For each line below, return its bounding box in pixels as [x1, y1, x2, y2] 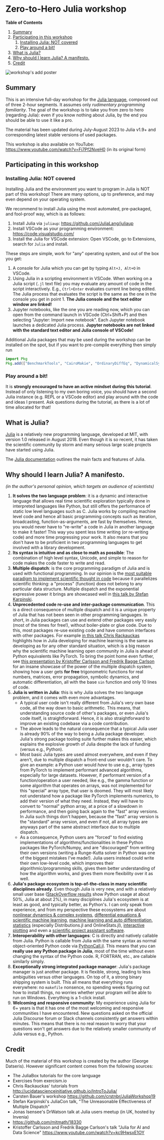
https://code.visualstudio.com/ [12, 231, 74, 237]
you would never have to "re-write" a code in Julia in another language [12, 524, 155, 530]
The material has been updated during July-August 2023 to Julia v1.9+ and [5, 127, 156, 132]
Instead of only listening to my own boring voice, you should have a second [5, 389, 157, 395]
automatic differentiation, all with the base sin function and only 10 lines [12, 679, 157, 685]
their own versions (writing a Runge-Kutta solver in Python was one [19, 850, 155, 856]
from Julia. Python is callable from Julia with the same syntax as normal [12, 938, 157, 944]
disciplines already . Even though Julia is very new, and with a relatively [12, 886, 157, 892]
